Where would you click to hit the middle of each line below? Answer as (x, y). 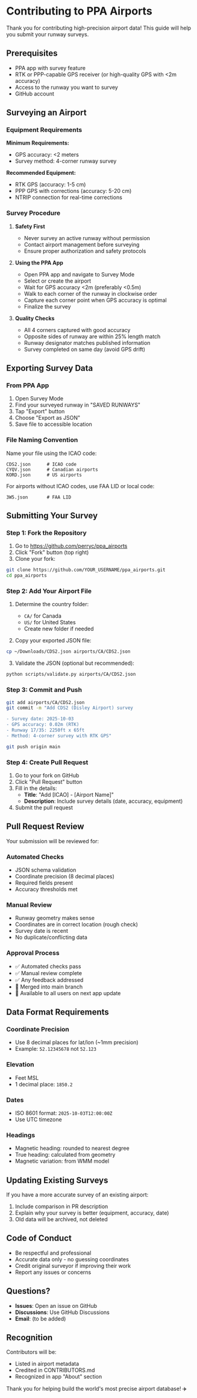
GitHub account (34, 93)
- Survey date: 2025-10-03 (40, 719)
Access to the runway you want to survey (67, 87)
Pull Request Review (45, 827)
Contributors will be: (31, 1352)
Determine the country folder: (52, 604)
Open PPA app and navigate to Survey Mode (79, 274)
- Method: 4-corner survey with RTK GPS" (59, 736)
